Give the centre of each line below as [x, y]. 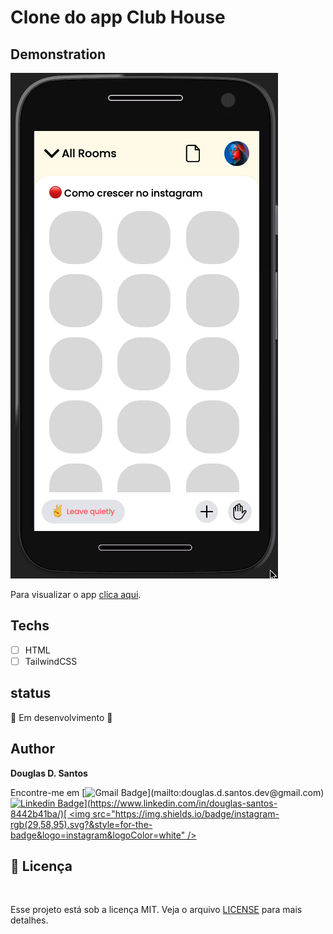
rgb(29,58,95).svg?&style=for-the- [81, 824]
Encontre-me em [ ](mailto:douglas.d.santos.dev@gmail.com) [167, 792]
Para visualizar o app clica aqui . [76, 594]
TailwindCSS [51, 661]
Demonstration [58, 54]
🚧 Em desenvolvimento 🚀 [61, 717]
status [31, 693]
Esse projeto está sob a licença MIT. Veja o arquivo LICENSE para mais [156, 910]
